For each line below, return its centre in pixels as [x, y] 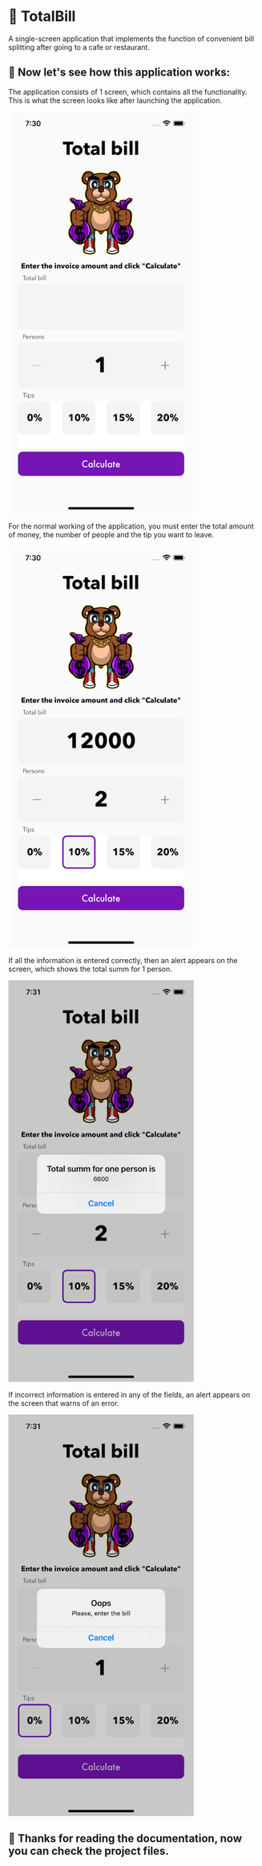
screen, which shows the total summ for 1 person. [90, 969]
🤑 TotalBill [42, 16]
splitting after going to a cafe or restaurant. [79, 47]
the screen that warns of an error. [64, 1403]
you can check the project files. [89, 1851]
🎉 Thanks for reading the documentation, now [125, 1839]
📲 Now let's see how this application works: [119, 73]
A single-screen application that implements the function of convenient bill [131, 39]
